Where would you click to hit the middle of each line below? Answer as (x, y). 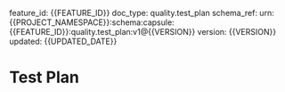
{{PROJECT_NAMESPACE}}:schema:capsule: (92, 22)
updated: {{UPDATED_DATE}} (63, 41)
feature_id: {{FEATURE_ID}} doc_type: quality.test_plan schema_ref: (134, 13)
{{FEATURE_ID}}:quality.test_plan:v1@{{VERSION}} (102, 32)
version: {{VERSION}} (237, 32)
